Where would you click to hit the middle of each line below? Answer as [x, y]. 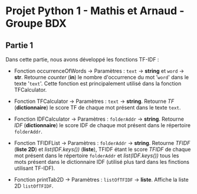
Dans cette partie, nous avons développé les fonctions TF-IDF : [82, 59]
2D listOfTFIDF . [34, 186]
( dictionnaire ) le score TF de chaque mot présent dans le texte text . [97, 107]
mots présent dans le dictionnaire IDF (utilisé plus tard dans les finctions [102, 162]
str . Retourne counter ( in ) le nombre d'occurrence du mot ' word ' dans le [101, 77]
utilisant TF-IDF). [35, 168]
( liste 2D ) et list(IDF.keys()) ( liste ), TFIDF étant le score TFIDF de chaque [102, 149]
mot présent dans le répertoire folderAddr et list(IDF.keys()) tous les [96, 156]
